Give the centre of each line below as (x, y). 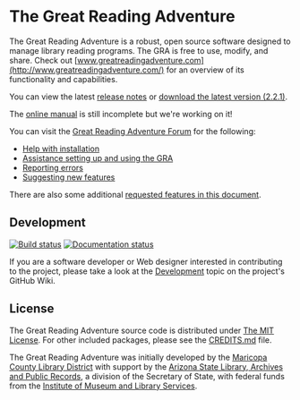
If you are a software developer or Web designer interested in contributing (146, 261)
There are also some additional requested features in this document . (135, 194)
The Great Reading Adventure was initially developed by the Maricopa (138, 357)
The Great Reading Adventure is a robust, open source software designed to (150, 41)
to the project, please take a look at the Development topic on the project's (147, 271)
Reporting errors (52, 167)
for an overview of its (205, 70)
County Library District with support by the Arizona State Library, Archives (146, 366)
